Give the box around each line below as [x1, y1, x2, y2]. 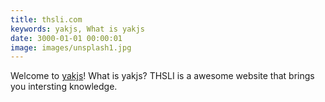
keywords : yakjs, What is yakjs [10, 24, 145, 34]
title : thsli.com [10, 14, 83, 25]
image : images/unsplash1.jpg [10, 42, 132, 53]
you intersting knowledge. [10, 81, 118, 93]
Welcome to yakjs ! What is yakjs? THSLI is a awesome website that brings [10, 70, 315, 82]
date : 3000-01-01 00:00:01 [10, 33, 123, 43]
